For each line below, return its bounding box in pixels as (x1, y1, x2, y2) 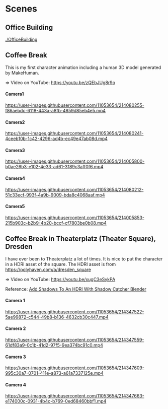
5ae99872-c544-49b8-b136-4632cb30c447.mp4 (5, 314, 109, 320)
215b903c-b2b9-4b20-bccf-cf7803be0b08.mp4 (5, 220, 107, 226)
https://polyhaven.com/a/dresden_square (5, 266, 92, 272)
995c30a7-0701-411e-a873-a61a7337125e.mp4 (5, 370, 104, 376)
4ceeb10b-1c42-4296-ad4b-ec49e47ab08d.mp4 (5, 135, 108, 142)
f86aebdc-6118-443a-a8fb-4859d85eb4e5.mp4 (5, 108, 106, 114)
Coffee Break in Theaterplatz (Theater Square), (5, 235, 156, 243)
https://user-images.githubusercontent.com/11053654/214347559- (5, 337, 144, 343)
